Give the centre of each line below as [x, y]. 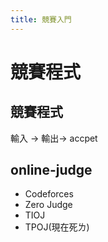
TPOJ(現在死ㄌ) [57, 227]
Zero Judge [48, 205]
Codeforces [49, 194]
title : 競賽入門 [41, 19]
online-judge [51, 170]
